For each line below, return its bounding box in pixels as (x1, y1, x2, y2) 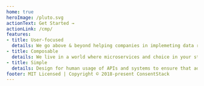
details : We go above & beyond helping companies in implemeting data (12, 43, 194, 49)
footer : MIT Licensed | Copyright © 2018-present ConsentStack (6, 71, 170, 77)
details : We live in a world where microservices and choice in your (12, 54, 191, 60)
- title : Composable (6, 48, 59, 55)
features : (6, 31, 32, 38)
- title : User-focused (6, 37, 64, 43)
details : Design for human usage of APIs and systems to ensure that (12, 65, 191, 71)
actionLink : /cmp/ (6, 25, 53, 32)
